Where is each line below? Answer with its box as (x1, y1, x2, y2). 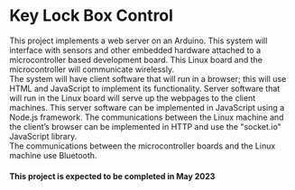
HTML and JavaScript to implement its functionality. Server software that (9, 83, 281, 94)
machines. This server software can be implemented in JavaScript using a (9, 102, 285, 113)
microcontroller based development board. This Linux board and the (9, 54, 263, 65)
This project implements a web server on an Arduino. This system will (9, 35, 268, 46)
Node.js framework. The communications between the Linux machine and (9, 112, 284, 122)
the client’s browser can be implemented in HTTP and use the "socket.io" (9, 121, 281, 131)
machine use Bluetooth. (9, 149, 97, 160)
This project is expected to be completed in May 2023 (9, 170, 216, 181)
